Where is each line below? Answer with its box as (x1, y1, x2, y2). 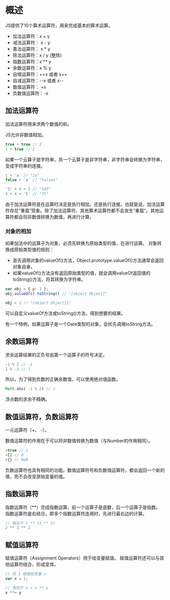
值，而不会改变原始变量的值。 (5, 473, 67, 479)
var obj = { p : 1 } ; (5, 287, 49, 292)
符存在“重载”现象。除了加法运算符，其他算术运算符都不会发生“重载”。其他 (5, 207, 159, 214)
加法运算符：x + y (12, 33, 50, 39)
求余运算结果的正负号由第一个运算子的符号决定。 (5, 351, 107, 358)
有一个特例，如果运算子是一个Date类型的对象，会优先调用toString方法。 (5, 321, 156, 327)
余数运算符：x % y (12, 64, 52, 71)
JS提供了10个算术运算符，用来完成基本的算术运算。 (5, 22, 113, 28)
